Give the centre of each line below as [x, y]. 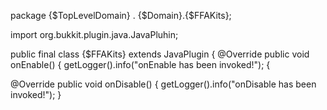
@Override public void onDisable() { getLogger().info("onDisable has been [163, 84]
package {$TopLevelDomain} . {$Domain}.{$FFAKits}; [121, 15]
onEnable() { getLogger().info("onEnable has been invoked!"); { [140, 64]
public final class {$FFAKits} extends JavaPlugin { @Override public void [160, 54]
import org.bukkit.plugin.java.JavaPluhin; [94, 34]
